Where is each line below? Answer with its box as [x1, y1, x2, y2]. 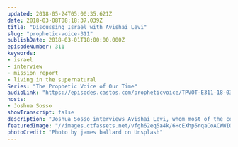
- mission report [7, 69, 59, 76]
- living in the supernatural [7, 76, 97, 83]
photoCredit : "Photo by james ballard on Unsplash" [7, 129, 163, 136]
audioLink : [7, 89, 40, 96]
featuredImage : [7, 122, 52, 129]
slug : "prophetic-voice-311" [7, 30, 93, 37]
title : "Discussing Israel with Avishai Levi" [7, 23, 147, 30]
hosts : [7, 96, 27, 103]
